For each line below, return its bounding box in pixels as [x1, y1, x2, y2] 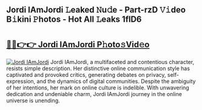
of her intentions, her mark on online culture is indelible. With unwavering [6, 84, 189, 91]
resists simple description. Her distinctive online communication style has [6, 65, 190, 72]
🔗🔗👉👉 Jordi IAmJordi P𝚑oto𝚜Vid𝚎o [6, 39, 150, 50]
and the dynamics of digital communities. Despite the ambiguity [36, 78, 196, 85]
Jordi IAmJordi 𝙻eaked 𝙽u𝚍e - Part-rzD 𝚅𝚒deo [6, 5, 186, 15]
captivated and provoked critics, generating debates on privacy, [6, 71, 166, 78]
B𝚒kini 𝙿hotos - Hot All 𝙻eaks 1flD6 [6, 15, 142, 25]
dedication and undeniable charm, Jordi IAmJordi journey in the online [6, 91, 182, 97]
